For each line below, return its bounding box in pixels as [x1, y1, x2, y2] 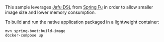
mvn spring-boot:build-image [5, 29, 66, 34]
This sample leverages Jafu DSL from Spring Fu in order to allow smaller [5, 4, 153, 10]
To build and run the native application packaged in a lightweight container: [5, 19, 160, 25]
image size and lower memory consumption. [5, 9, 96, 15]
